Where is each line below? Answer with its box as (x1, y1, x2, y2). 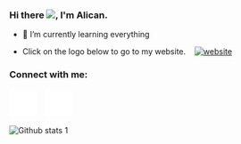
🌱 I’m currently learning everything (21, 29, 150, 40)
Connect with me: (9, 68, 88, 81)
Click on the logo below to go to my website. (21, 46, 187, 57)
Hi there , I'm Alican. (9, 9, 109, 21)
